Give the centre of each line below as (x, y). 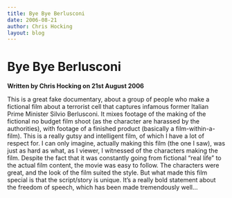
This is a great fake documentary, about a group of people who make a (108, 99)
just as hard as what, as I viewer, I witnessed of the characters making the (113, 151)
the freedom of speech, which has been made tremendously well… (103, 188)
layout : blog (26, 33)
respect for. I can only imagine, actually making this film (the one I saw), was (116, 143)
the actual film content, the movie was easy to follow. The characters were (113, 166)
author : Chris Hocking (40, 26)
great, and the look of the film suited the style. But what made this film (107, 172)
